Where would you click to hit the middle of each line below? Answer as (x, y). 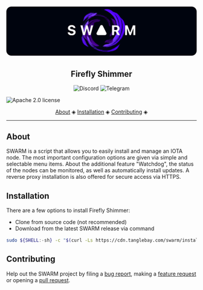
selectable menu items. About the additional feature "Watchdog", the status (100, 164)
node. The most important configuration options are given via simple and (97, 158)
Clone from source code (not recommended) (71, 222)
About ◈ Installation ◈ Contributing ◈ (101, 112)
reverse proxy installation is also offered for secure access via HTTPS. (94, 177)
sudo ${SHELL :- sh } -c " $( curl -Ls (50, 240)
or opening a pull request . (38, 280)
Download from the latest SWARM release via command (85, 228)
